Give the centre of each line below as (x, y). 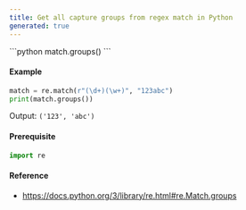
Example (26, 71)
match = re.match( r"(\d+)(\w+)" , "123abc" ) (91, 90)
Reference (29, 176)
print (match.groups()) (51, 99)
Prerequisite (33, 137)
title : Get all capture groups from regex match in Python (121, 17)
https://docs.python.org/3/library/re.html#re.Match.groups (129, 195)
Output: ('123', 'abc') (52, 116)
